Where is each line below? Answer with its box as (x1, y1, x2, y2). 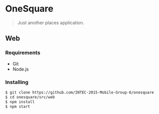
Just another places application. (17, 20, 85, 26)
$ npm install (5, 99, 35, 104)
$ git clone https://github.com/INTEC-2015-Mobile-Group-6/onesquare (5, 90, 154, 95)
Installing (5, 78, 29, 85)
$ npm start (5, 104, 30, 109)
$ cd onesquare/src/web (5, 94, 55, 99)
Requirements (5, 49, 41, 56)
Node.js (12, 66, 29, 72)
